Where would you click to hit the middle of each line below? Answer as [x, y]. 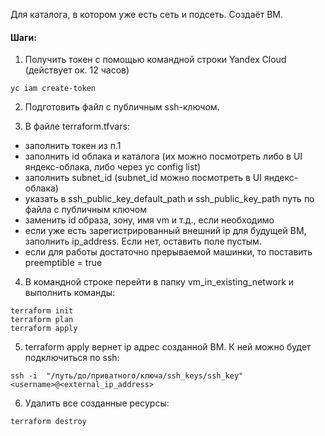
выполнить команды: [70, 293]
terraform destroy [48, 422]
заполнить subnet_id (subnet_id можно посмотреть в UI [143, 178]
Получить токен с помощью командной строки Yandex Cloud [155, 60]
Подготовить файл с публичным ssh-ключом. [122, 107]
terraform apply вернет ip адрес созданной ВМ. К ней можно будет [168, 347]
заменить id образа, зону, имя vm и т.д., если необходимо [149, 220]
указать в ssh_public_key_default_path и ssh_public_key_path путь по [169, 199]
